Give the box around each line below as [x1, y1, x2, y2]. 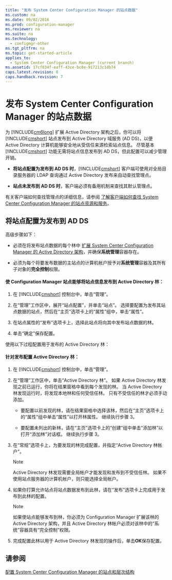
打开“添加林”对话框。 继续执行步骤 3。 [20, 431, 102, 437]
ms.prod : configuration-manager [5, 22, 74, 27]
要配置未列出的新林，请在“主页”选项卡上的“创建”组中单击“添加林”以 [20, 425, 163, 431]
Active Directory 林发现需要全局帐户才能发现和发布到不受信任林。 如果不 [12, 470, 167, 476]
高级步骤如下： [5, 231, 37, 237]
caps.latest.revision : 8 [5, 70, 59, 75]
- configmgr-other [10, 41, 50, 46]
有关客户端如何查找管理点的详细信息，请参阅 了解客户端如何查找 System [5, 194, 159, 200]
